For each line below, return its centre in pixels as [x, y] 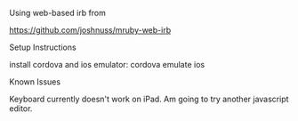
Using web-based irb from [58, 13]
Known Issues [35, 82]
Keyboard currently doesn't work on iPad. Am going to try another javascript [149, 99]
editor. [21, 109]
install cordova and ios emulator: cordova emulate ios [107, 65]
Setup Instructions [43, 47]
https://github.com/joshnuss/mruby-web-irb [90, 30]
